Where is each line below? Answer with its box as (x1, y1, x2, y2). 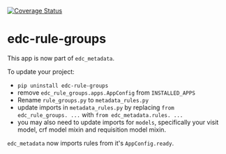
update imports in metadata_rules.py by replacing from (17, 103, 174, 111)
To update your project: (7, 67, 75, 76)
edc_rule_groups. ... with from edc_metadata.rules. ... (17, 110, 183, 118)
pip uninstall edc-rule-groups (17, 82, 109, 89)
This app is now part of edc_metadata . (7, 54, 115, 62)
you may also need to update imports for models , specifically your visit (17, 118, 219, 126)
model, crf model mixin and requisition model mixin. (17, 125, 166, 134)
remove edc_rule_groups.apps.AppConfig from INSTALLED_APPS (17, 88, 195, 97)
